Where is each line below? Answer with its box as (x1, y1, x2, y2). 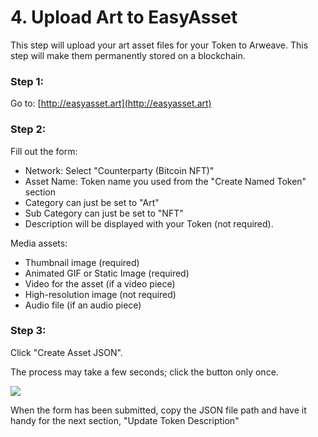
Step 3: (10, 324, 47, 338)
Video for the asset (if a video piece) (24, 277, 176, 290)
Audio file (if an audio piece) (24, 299, 142, 311)
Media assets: (10, 237, 68, 249)
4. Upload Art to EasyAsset (10, 6, 238, 29)
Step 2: (10, 122, 47, 136)
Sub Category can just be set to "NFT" (24, 207, 184, 219)
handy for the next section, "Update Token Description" (10, 414, 240, 426)
